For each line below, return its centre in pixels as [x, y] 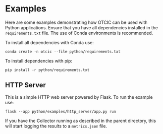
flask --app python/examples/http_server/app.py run [61, 111]
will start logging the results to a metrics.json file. [56, 126]
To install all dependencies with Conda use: [50, 42]
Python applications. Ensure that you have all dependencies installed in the [81, 27]
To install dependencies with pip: [39, 61]
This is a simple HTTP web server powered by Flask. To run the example [79, 97]
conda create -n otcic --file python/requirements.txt [63, 52]
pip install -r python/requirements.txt [48, 70]
